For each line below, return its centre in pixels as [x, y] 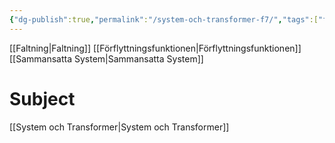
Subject [42, 98]
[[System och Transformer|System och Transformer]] [119, 127]
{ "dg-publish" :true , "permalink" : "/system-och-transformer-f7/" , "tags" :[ [164, 19]
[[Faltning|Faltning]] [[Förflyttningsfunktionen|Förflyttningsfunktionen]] [155, 48]
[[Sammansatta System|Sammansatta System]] [106, 58]
